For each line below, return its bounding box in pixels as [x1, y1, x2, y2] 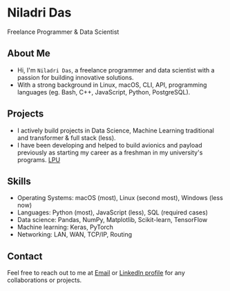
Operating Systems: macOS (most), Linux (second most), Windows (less [17, 194, 223, 202]
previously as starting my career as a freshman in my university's [17, 148, 203, 157]
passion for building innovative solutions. [17, 73, 134, 81]
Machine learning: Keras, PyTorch [17, 223, 114, 232]
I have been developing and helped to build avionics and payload [17, 141, 202, 149]
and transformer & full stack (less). [17, 133, 116, 142]
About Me [7, 48, 50, 59]
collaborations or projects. [7, 276, 82, 284]
